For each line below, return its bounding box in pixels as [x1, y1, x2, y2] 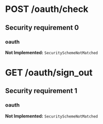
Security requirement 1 [5, 87, 78, 95]
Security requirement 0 [5, 23, 79, 32]
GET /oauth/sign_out [5, 67, 93, 78]
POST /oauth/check [5, 3, 89, 15]
